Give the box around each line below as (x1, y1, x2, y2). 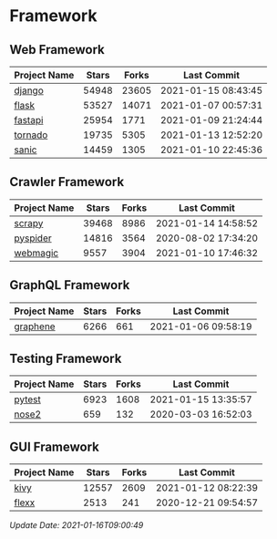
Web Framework (9, 42, 105, 57)
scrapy (14, 216, 44, 229)
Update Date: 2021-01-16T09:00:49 (9, 520, 144, 531)
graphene (14, 320, 56, 333)
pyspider (14, 232, 52, 244)
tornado (14, 129, 48, 141)
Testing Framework (9, 351, 122, 367)
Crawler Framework (9, 174, 125, 190)
